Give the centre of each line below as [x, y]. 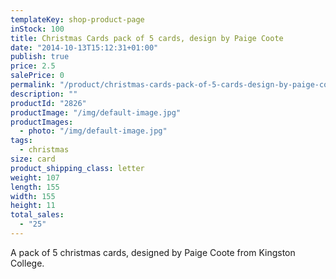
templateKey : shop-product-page [77, 19]
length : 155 [35, 187]
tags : [21, 141]
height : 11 [33, 206]
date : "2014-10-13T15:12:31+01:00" [84, 47]
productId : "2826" [48, 103]
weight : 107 [35, 177]
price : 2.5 [33, 66]
